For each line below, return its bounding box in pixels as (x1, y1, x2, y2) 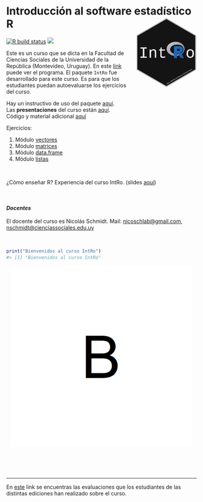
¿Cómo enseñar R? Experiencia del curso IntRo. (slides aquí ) (6, 178, 156, 185)
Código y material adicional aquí (6, 112, 86, 120)
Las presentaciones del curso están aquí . (6, 106, 111, 113)
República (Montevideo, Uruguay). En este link (6, 62, 122, 69)
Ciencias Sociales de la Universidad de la (6, 56, 109, 63)
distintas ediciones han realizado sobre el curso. (6, 489, 127, 497)
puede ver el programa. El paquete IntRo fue (6, 68, 118, 76)
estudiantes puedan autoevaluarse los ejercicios (6, 82, 127, 89)
